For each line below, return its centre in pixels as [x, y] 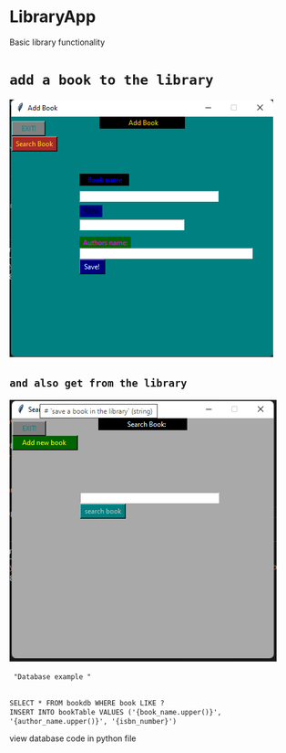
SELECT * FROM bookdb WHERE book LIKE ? [87, 703]
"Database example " [52, 677]
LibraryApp [53, 17]
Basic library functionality [57, 42]
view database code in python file [73, 738]
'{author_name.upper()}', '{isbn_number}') [93, 721]
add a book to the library [112, 80]
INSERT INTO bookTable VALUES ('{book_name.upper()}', [116, 712]
